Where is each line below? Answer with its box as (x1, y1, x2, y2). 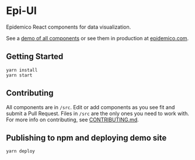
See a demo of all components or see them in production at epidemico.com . (6, 34, 189, 41)
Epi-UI (6, 4, 37, 18)
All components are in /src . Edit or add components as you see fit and (6, 103, 175, 110)
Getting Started (6, 51, 64, 62)
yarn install (6, 67, 38, 73)
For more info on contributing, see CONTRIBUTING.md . (6, 116, 139, 123)
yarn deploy (6, 148, 35, 154)
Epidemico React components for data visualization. (6, 23, 131, 30)
